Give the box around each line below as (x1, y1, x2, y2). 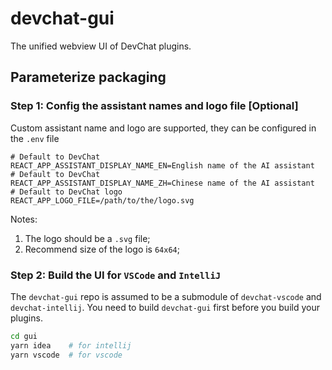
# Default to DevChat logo (10, 187, 123, 197)
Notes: (10, 213, 38, 225)
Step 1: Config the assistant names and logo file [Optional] (10, 99, 299, 113)
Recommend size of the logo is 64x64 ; (24, 243, 180, 255)
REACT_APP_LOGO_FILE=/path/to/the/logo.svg (10, 195, 195, 206)
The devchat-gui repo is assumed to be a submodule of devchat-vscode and (10, 290, 322, 302)
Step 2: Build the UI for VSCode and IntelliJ (10, 268, 222, 282)
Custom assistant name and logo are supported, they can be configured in (10, 122, 317, 134)
